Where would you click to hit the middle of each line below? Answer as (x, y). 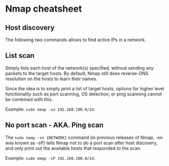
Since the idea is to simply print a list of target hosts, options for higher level (85, 88)
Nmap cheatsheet (44, 9)
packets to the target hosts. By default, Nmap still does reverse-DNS (77, 73)
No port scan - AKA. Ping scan (54, 125)
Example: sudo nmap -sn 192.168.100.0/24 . (50, 109)
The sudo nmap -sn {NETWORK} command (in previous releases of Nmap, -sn (84, 137)
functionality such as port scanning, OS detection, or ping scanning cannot (84, 94)
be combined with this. (29, 99)
